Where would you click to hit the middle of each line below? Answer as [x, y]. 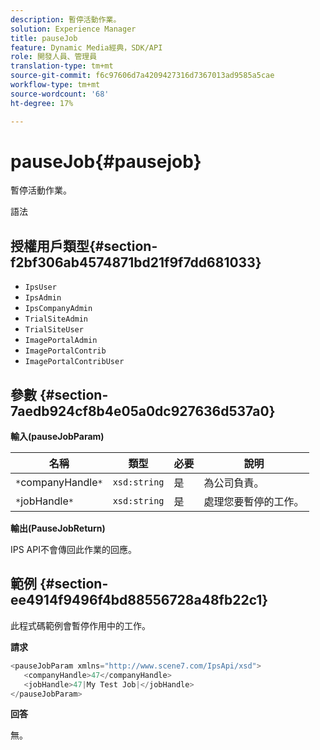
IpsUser [40, 287]
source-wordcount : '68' [60, 94]
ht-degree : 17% [42, 103]
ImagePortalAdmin [61, 341]
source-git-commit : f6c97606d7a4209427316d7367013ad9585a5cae [142, 76]
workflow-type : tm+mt [55, 85]
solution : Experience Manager [73, 29]
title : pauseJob [44, 38]
